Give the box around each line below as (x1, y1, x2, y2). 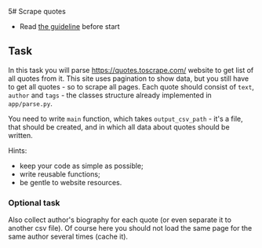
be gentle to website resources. (19, 177, 122, 187)
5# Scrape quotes (8, 7, 67, 16)
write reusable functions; (19, 169, 100, 179)
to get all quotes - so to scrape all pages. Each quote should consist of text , (8, 82, 255, 91)
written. (8, 130, 33, 140)
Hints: (8, 145, 27, 155)
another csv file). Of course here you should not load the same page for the (8, 224, 253, 233)
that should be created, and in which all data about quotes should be (8, 122, 230, 132)
